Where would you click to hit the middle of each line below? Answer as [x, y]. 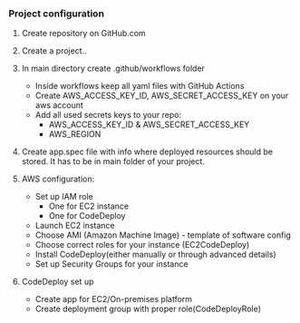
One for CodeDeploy [87, 216]
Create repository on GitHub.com [83, 34]
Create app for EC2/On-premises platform [113, 299]
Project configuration [57, 14]
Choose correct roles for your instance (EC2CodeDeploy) [142, 245]
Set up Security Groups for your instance [111, 264]
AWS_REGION [75, 134]
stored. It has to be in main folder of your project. [113, 161]
